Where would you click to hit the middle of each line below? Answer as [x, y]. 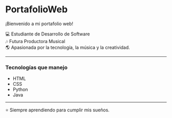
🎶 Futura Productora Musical [35, 41]
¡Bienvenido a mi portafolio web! [39, 24]
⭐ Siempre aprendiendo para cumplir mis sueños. [58, 110]
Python [20, 90]
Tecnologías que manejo [36, 67]
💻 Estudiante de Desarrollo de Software [48, 34]
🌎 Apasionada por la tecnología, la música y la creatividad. [68, 47]
